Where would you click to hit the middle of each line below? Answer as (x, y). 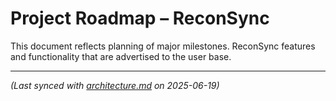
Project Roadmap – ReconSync (140, 18)
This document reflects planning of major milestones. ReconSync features (163, 46)
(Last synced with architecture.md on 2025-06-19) (115, 85)
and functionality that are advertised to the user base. (121, 56)
